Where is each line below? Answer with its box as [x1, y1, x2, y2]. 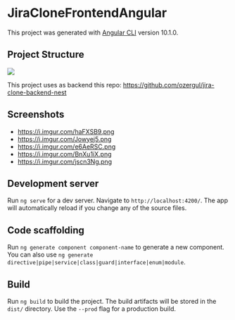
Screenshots [7, 109, 65, 121]
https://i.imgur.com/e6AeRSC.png [17, 142, 116, 151]
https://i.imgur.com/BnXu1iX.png [17, 149, 112, 158]
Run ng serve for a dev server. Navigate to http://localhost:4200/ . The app [7, 196, 229, 205]
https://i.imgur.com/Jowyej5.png [17, 135, 112, 143]
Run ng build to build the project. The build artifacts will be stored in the [7, 297, 217, 305]
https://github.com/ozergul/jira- [122, 80, 215, 89]
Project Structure [7, 49, 84, 61]
